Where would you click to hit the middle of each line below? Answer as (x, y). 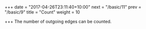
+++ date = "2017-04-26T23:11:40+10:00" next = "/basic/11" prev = (73, 7)
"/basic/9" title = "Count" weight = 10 (42, 12)
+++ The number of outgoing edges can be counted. (58, 22)
